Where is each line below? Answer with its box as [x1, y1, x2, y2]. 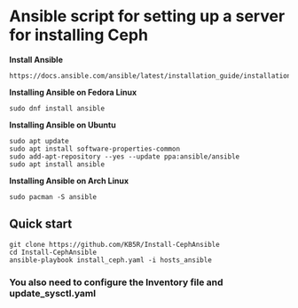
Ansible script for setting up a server [9, 6, 286, 27]
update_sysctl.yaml [9, 287, 96, 299]
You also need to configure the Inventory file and [9, 276, 223, 289]
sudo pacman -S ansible [9, 192, 98, 201]
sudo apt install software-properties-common [9, 144, 180, 153]
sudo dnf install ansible [9, 104, 105, 112]
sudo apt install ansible [9, 159, 105, 169]
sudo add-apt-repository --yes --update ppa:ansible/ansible [9, 152, 240, 161]
